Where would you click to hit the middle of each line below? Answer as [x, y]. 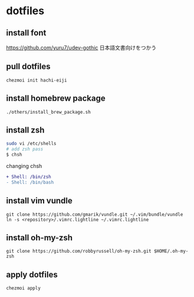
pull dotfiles [28, 67]
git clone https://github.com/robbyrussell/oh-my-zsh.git [79, 251]
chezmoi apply [24, 288]
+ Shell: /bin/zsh [29, 177]
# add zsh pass [25, 149]
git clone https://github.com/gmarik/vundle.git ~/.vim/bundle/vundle [95, 214]
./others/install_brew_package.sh [49, 112]
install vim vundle [39, 201]
